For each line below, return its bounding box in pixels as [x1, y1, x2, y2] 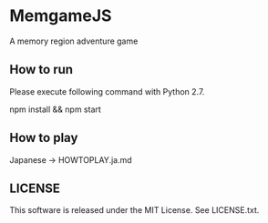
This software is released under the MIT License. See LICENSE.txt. [9, 205, 260, 216]
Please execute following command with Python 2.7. [9, 86, 205, 96]
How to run [9, 62, 74, 77]
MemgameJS [9, 5, 112, 26]
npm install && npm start [9, 104, 102, 115]
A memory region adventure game [9, 35, 139, 46]
